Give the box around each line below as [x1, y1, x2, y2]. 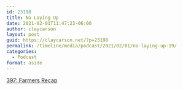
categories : [6, 49, 37, 55]
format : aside [6, 60, 43, 66]
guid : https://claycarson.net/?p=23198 [6, 37, 109, 43]
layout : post [6, 32, 40, 38]
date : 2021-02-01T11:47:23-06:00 [6, 20, 92, 26]
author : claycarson [6, 26, 56, 32]
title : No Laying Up [6, 15, 60, 21]
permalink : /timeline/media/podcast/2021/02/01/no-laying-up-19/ [6, 43, 177, 49]
